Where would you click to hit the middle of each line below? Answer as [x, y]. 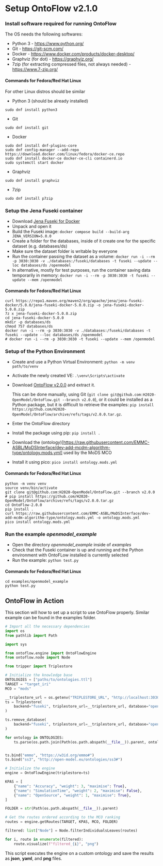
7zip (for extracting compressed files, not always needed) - [71, 64]
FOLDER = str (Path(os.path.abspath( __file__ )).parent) [62, 809]
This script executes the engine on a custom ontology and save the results [80, 853]
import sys [16, 644]
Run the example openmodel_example [51, 534]
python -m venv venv [26, 484]
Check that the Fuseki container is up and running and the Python [78, 550]
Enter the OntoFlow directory [41, 424]
